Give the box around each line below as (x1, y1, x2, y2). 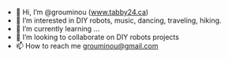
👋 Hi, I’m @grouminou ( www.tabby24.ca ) (15, 8, 149, 16)
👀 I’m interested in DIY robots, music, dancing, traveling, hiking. (15, 16, 222, 25)
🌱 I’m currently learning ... (15, 24, 100, 33)
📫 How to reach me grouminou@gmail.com (15, 42, 159, 50)
